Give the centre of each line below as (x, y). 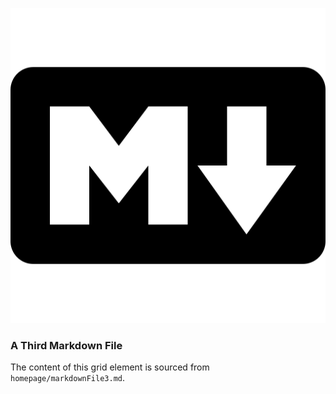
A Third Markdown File (66, 345)
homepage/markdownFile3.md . (68, 378)
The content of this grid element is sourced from (110, 367)
